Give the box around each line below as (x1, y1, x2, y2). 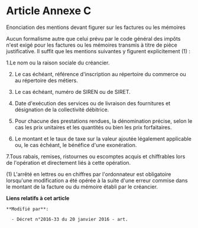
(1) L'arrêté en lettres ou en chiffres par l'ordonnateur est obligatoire (6, 170, 171, 178)
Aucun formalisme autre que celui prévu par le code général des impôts (6, 35, 181, 42)
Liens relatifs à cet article (6, 194, 70, 201)
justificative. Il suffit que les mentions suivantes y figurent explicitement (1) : (6, 47, 191, 54)
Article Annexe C (6, 4, 92, 18)
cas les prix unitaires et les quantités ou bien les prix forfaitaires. (14, 123, 172, 131)
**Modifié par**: (6, 206, 49, 212)
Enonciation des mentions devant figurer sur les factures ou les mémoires (6, 24, 186, 31)
